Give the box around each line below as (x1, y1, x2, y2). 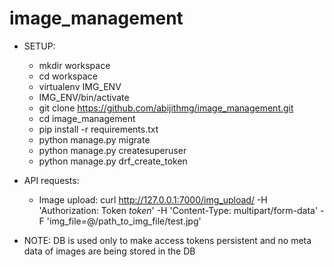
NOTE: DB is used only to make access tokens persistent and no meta (23, 234, 312, 246)
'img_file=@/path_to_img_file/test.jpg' (46, 215, 202, 227)
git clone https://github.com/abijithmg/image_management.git (38, 102, 294, 114)
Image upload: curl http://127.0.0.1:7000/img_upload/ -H (38, 193, 268, 206)
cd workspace (38, 70, 98, 82)
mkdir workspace (38, 59, 111, 71)
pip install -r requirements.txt (38, 123, 159, 135)
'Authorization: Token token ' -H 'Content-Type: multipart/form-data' (38, 204, 319, 216)
